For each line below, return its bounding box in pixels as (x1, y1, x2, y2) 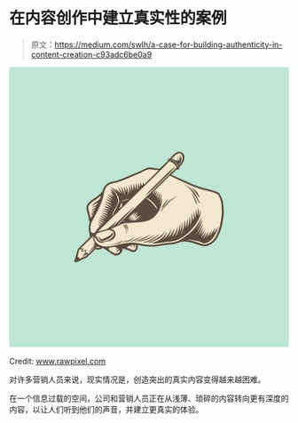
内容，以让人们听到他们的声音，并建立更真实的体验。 (9, 403, 204, 414)
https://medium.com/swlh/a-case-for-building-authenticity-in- (54, 39, 283, 50)
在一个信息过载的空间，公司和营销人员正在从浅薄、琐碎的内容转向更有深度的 (9, 393, 289, 403)
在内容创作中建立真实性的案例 (9, 8, 228, 28)
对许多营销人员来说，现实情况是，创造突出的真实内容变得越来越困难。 (9, 374, 266, 385)
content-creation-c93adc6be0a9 (30, 49, 153, 60)
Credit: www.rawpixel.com (9, 355, 106, 366)
